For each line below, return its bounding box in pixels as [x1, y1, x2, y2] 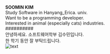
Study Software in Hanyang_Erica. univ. [5, 9, 88, 15]
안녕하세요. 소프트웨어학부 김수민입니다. [5, 31, 84, 37]
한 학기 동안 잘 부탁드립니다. [5, 37, 61, 43]
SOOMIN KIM [5, 4, 34, 10]
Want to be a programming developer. [5, 15, 85, 20]
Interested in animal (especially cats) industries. [5, 20, 105, 26]
